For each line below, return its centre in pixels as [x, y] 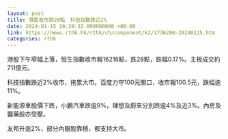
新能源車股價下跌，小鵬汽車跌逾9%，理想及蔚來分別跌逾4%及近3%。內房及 [114, 105]
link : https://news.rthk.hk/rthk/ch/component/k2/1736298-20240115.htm [111, 33]
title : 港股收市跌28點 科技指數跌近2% [57, 20]
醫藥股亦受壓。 [28, 114]
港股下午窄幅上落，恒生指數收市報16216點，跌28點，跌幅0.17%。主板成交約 [114, 60]
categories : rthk [32, 39]
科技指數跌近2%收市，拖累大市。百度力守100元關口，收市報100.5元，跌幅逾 [114, 82]
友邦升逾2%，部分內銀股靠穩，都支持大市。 [69, 129]
